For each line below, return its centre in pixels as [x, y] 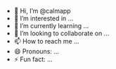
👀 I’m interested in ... [44, 18]
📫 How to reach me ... [46, 41]
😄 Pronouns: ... [37, 51]
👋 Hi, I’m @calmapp [43, 11]
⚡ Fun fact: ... [33, 59]
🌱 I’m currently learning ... [51, 26]
